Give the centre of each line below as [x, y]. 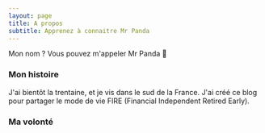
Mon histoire [34, 75]
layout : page [30, 16]
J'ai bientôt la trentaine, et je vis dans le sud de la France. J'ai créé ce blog [133, 92]
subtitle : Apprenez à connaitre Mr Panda [79, 31]
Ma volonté [31, 122]
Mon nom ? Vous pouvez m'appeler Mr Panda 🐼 [88, 54]
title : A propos [36, 23]
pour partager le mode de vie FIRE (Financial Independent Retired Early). [129, 101]
